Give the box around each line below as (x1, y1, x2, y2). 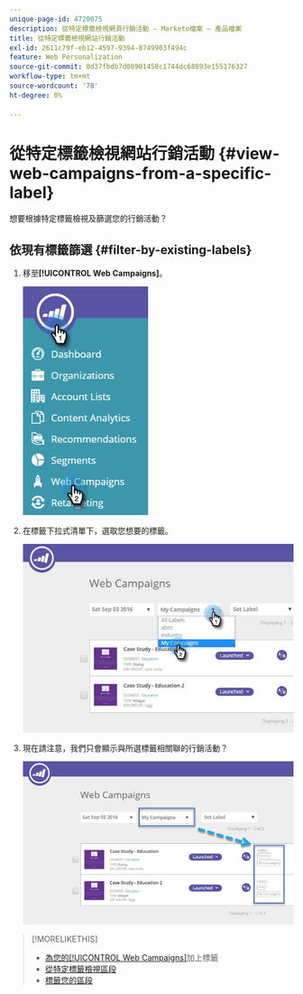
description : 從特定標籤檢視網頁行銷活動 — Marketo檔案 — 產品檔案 (9, 23, 243, 33)
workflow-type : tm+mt (9, 72, 91, 81)
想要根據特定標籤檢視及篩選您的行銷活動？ (9, 213, 168, 224)
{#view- (217, 143, 280, 164)
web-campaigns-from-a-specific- (9, 163, 272, 183)
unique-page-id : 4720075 (9, 14, 103, 23)
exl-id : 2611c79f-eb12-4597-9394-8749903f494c (9, 43, 188, 52)
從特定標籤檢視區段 (44, 963, 117, 975)
